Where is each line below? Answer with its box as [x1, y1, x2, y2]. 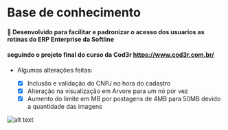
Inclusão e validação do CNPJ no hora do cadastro [27, 79, 171, 87]
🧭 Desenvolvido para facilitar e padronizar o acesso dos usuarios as [7, 27, 205, 36]
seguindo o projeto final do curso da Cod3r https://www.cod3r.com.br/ [7, 51, 214, 59]
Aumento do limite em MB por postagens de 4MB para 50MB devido [27, 94, 221, 103]
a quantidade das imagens [27, 103, 103, 111]
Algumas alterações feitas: [16, 66, 93, 74]
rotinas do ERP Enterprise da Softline [7, 35, 115, 43]
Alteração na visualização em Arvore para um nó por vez [27, 87, 189, 95]
